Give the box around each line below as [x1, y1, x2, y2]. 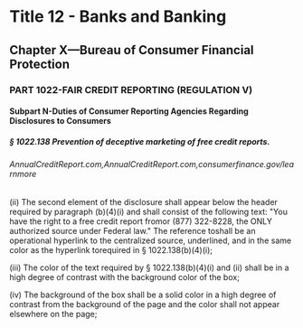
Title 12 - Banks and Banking [9, 6, 227, 27]
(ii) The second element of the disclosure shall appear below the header [9, 196, 279, 207]
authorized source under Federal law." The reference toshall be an [9, 225, 256, 236]
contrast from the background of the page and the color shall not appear [9, 298, 280, 309]
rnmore [9, 169, 37, 180]
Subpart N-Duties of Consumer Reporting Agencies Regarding [9, 106, 249, 117]
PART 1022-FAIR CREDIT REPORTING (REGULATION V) [9, 83, 253, 96]
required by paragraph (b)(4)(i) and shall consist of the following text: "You [9, 206, 288, 217]
